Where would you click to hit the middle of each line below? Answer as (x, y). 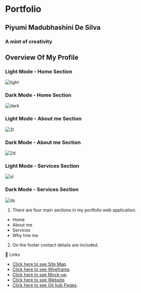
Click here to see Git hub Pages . (45, 285)
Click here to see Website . (39, 280)
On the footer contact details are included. (55, 245)
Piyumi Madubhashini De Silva (53, 27)
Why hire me (25, 235)
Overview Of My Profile (42, 57)
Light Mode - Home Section (39, 71)
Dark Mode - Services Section (42, 190)
